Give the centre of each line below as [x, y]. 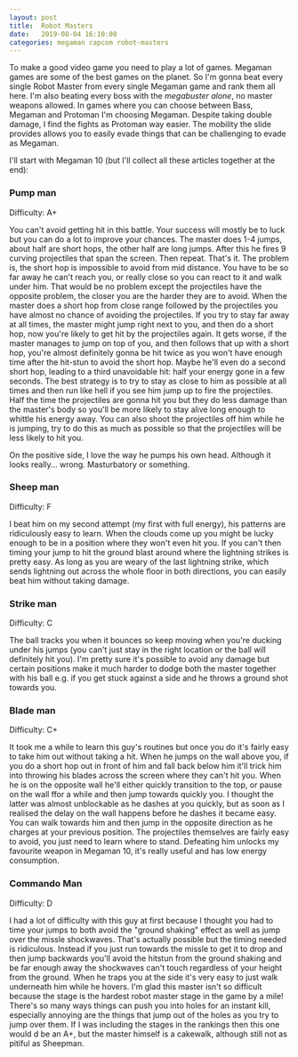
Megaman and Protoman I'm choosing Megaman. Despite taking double [141, 115]
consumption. [34, 860]
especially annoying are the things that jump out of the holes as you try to [144, 1014]
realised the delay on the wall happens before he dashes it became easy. [143, 813]
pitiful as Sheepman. [47, 1043]
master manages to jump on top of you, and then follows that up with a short [149, 343]
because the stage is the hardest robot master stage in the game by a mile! [146, 996]
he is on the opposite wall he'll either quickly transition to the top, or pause [146, 785]
